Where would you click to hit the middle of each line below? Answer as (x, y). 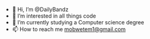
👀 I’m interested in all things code (54, 16)
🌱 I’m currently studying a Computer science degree (78, 22)
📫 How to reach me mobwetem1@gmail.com (69, 29)
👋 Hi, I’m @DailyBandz (40, 9)
